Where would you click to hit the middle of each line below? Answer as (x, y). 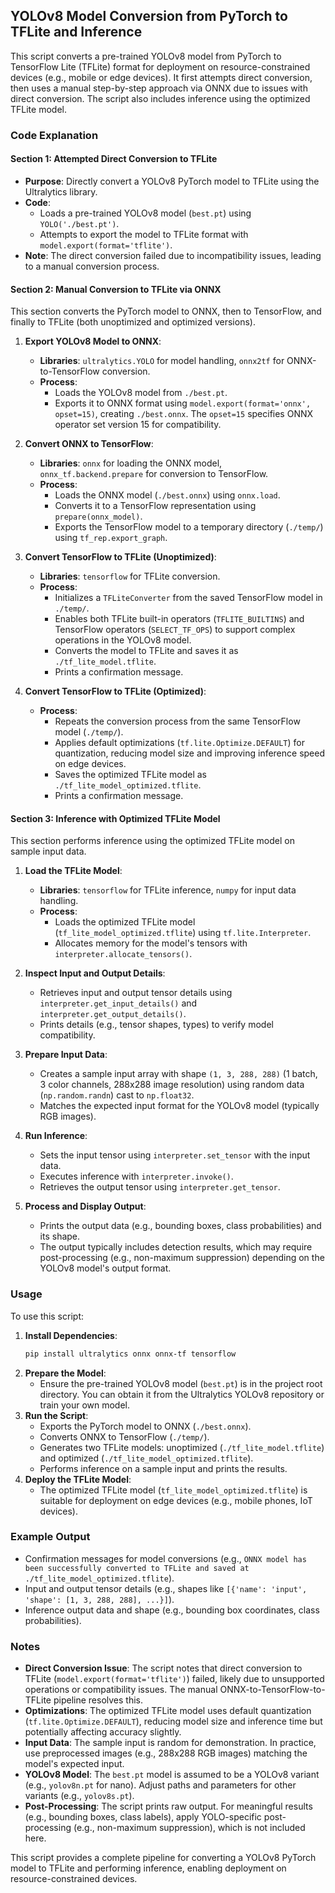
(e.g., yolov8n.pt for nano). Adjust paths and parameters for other (160, 1785)
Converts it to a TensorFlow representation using (155, 506)
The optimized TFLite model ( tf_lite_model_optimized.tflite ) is (173, 1490)
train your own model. (85, 1405)
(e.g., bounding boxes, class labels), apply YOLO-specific (143, 1817)
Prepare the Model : (65, 1373)
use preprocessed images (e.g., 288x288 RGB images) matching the (166, 1753)
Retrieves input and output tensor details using (136, 993)
